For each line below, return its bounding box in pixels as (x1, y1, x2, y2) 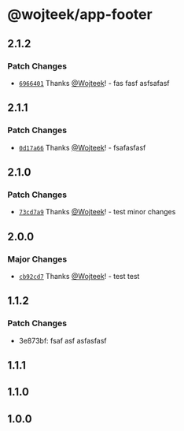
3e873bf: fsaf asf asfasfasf (18, 336, 107, 345)
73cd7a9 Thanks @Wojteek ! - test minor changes (18, 207, 176, 217)
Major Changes (7, 254, 68, 265)
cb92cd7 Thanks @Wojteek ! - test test (18, 271, 140, 281)
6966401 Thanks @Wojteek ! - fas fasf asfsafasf (18, 78, 170, 87)
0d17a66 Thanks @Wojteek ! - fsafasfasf (18, 143, 146, 152)
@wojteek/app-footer (7, 6, 153, 24)
